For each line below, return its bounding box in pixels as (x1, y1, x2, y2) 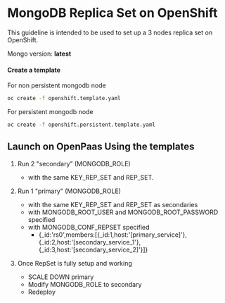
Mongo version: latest (7, 49, 72, 58)
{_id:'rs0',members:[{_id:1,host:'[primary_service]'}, (38, 230, 188, 239)
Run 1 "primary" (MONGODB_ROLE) (17, 187, 122, 195)
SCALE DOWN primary (27, 273, 94, 281)
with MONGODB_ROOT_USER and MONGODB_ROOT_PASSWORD (27, 208, 219, 216)
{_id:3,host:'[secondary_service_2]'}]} (38, 245, 148, 254)
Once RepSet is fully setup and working (17, 259, 132, 267)
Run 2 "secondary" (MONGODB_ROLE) (17, 159, 131, 168)
